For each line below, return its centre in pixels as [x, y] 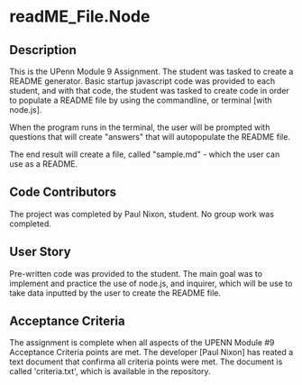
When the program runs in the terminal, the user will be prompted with [140, 127]
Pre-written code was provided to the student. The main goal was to [136, 273]
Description [43, 50]
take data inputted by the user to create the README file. [115, 293]
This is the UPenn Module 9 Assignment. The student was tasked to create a [151, 71]
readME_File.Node [80, 17]
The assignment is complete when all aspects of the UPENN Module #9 [142, 343]
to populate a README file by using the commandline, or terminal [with [141, 100]
